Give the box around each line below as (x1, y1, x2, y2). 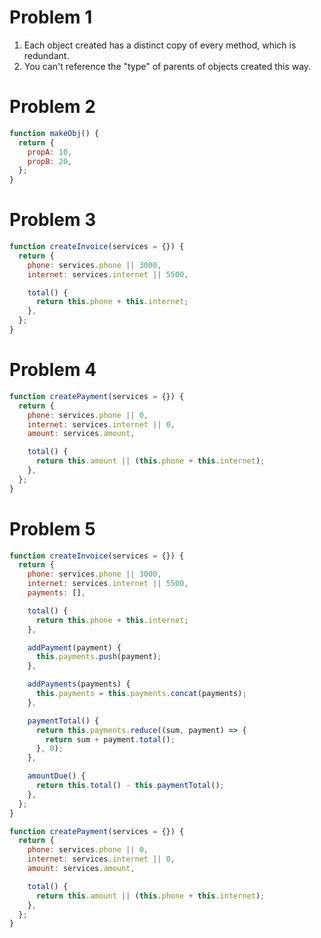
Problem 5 (9, 517, 96, 540)
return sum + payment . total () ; (45, 734, 176, 745)
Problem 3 (9, 209, 97, 231)
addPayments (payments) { (27, 679, 131, 690)
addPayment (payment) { (27, 642, 122, 653)
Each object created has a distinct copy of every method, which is (23, 39, 297, 51)
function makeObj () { (9, 128, 100, 138)
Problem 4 (9, 359, 97, 381)
